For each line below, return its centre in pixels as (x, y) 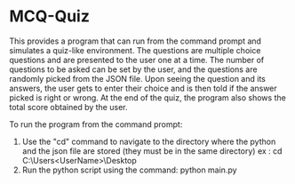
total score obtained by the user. (68, 107)
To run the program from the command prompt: (96, 124)
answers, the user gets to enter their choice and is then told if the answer (143, 88)
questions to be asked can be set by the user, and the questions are (133, 69)
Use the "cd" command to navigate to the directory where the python (149, 141)
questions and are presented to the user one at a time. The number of (137, 60)
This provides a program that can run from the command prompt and (136, 41)
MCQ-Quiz (50, 16)
